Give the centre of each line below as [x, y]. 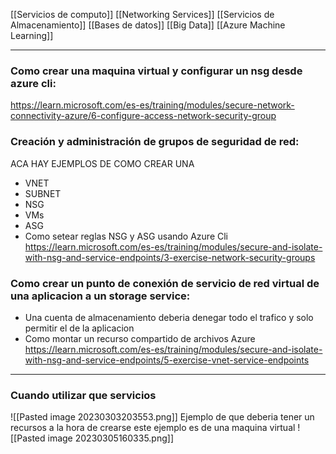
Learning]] [32, 35]
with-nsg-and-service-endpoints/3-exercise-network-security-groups [170, 257]
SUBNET [43, 193]
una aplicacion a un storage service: [100, 296]
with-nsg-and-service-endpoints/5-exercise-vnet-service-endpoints [167, 360]
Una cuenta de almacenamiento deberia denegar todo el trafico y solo [169, 317]
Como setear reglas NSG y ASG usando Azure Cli [126, 236]
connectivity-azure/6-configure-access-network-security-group [143, 116]
